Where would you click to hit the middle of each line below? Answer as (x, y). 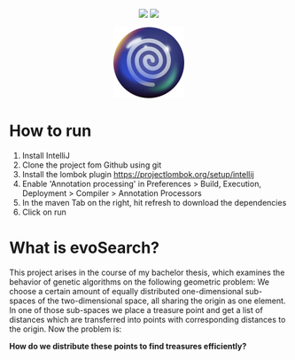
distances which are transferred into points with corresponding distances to (147, 319)
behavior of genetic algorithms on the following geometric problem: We (140, 282)
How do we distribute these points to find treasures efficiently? (128, 346)
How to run (50, 131)
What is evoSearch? (84, 248)
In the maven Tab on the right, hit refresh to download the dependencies (154, 202)
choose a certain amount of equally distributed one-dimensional (126, 291)
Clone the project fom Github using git (92, 165)
